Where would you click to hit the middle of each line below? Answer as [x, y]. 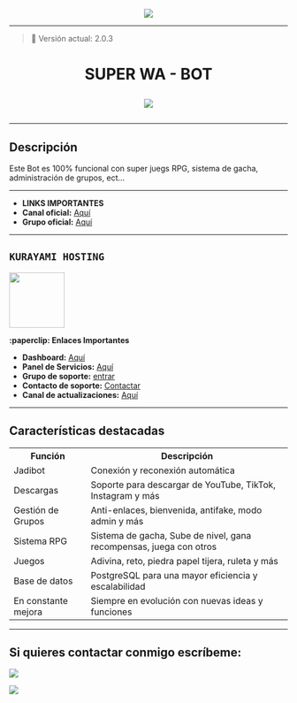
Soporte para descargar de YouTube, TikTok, [183, 485]
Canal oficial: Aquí [56, 213]
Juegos [29, 561]
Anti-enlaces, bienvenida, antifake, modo [176, 510]
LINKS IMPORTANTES [63, 203]
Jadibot [30, 470]
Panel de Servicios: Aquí [68, 366]
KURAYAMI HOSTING [57, 257]
